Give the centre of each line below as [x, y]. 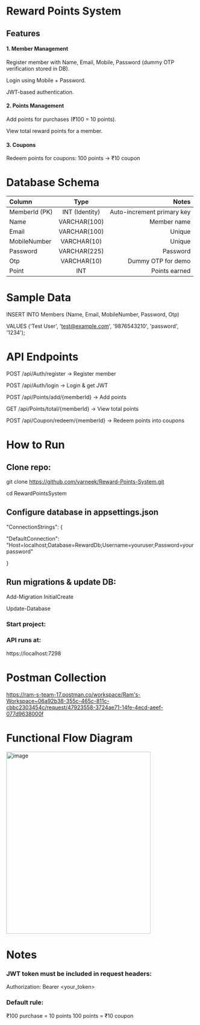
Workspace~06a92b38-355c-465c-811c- [58, 701]
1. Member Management [37, 49]
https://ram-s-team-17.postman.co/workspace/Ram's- [73, 694]
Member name [170, 222]
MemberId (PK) [31, 212]
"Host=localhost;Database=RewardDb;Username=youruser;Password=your [100, 545]
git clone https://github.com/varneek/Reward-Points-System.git [85, 482]
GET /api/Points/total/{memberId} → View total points [73, 409]
